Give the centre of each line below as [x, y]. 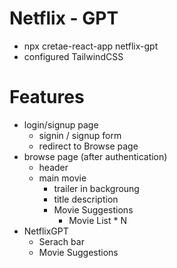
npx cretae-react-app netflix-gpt [91, 46]
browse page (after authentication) [95, 156]
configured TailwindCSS [73, 56]
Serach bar [61, 241]
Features [47, 97]
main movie [62, 178]
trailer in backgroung [96, 188]
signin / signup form [80, 135]
